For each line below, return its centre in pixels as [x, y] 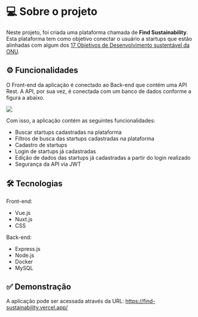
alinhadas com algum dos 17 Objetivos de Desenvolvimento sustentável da [98, 45]
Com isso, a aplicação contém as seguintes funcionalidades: [81, 120]
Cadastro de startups [41, 145]
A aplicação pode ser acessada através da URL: [65, 301]
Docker [24, 261]
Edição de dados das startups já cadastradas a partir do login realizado [103, 157]
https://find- [140, 301]
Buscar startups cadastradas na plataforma [68, 132]
